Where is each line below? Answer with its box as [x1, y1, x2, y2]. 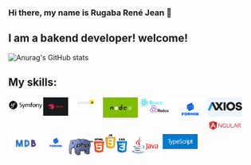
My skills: [8, 75, 57, 90]
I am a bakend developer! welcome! [8, 32, 189, 45]
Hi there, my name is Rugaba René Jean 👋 [8, 7, 172, 18]
